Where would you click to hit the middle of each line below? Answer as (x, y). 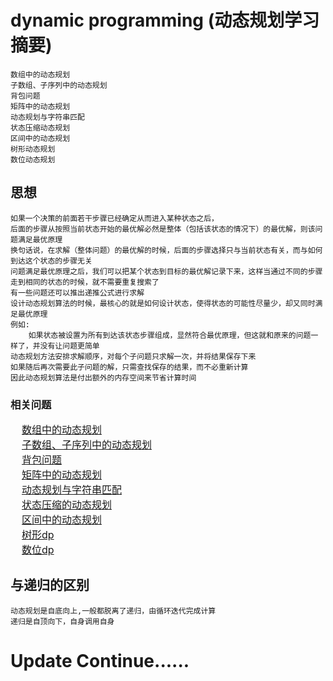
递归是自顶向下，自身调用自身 (62, 621)
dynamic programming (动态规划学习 (165, 20)
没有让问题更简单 (69, 346)
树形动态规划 (33, 149)
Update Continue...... (100, 661)
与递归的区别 (50, 585)
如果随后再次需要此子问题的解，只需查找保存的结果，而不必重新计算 (129, 367)
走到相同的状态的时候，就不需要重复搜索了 (85, 282)
